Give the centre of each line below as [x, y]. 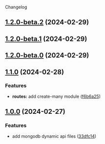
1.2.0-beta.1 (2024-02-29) [46, 39]
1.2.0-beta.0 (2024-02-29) [47, 55]
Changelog [16, 7]
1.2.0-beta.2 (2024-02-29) [47, 22]
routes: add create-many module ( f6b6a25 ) [56, 96]
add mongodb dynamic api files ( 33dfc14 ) [54, 136]
